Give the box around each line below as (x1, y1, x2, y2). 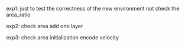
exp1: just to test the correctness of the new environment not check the (6, 5, 180, 12)
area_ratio (6, 11, 31, 18)
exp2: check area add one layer (6, 23, 83, 29)
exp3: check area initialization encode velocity (6, 34, 119, 41)
